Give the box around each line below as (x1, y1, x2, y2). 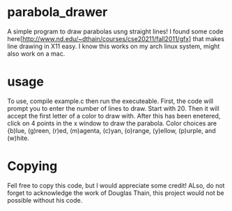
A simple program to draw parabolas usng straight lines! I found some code (7, 27, 224, 36)
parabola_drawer (7, 4, 108, 20)
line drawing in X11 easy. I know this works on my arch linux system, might (7, 42, 220, 50)
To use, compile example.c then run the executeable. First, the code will (7, 97, 214, 105)
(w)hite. (7, 134, 29, 142)
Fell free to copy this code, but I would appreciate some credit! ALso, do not (7, 181, 225, 189)
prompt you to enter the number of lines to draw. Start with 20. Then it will (7, 104, 219, 112)
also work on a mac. (7, 49, 65, 58)
